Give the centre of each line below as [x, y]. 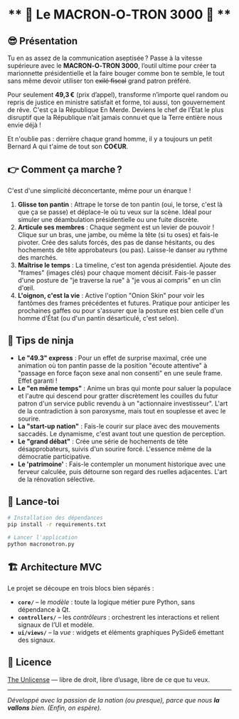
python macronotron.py [41, 544]
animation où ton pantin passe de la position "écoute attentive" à [112, 365]
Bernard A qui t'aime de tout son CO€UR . [68, 146]
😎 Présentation [43, 41]
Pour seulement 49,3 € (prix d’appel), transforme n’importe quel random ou [118, 95]
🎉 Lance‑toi [33, 502]
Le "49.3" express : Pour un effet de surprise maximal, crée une [112, 358]
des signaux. [36, 640]
